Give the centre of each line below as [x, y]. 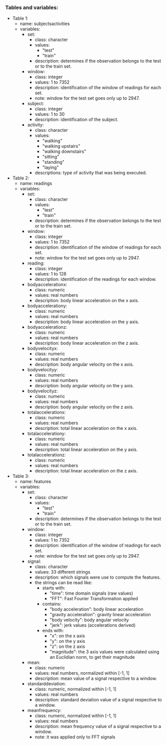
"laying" [50, 167]
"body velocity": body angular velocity [89, 620]
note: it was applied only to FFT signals [75, 737]
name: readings [36, 183]
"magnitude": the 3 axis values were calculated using [104, 652]
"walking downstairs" [64, 151]
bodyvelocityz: [43, 391]
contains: [52, 604]
